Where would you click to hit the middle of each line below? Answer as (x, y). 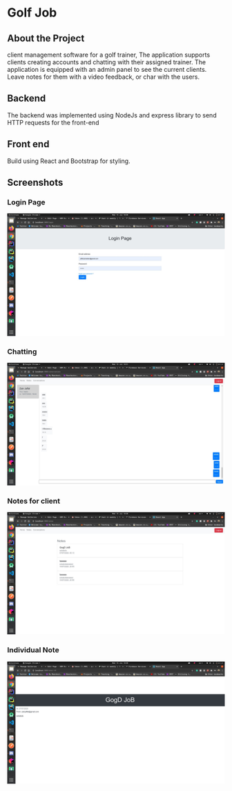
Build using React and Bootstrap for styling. (69, 161)
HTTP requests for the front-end (53, 122)
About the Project (46, 38)
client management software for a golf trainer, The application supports (109, 55)
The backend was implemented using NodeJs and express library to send (112, 115)
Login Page (27, 202)
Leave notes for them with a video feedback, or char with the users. (104, 77)
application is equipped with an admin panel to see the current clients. (107, 69)
